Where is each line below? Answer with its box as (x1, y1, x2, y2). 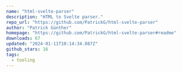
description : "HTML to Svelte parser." (6, 14, 104, 20)
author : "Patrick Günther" (6, 24, 72, 31)
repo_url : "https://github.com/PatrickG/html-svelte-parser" (6, 19, 159, 25)
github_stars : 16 (6, 46, 49, 52)
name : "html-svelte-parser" (6, 8, 75, 15)
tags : (6, 52, 19, 57)
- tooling (11, 57, 35, 63)
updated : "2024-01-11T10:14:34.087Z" (6, 41, 98, 47)
